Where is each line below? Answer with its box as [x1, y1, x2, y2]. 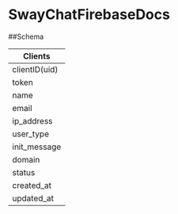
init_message [12, 141, 62, 152]
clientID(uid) [12, 63, 59, 75]
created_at [12, 180, 52, 191]
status [12, 166, 36, 178]
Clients [22, 50, 51, 61]
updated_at [12, 193, 54, 204]
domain [12, 154, 40, 165]
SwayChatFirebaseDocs [8, 6, 170, 24]
